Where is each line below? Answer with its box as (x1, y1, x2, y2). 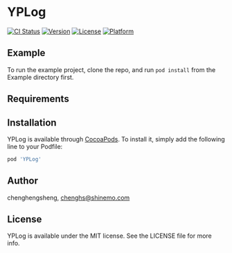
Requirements (7, 93, 69, 105)
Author (7, 175, 38, 187)
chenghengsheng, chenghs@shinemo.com (7, 193, 130, 202)
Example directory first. (7, 73, 74, 81)
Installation (7, 116, 57, 128)
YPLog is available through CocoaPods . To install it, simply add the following (7, 134, 225, 143)
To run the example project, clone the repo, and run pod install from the (7, 65, 216, 73)
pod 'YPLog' (7, 155, 42, 163)
